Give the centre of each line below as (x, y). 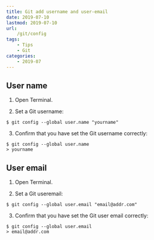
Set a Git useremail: (39, 194)
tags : (13, 39)
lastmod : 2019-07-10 (32, 23)
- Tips (25, 45)
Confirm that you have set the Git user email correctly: (81, 216)
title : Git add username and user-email (57, 12)
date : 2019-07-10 (28, 17)
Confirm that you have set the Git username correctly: (81, 133)
